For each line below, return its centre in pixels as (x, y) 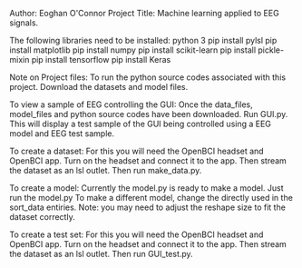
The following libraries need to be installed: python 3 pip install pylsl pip (143, 40)
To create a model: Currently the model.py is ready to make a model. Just (146, 188)
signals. (24, 23)
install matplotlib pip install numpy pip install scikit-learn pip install (133, 50)
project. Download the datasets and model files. (99, 87)
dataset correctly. (42, 217)
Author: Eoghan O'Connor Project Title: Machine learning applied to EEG (144, 13)
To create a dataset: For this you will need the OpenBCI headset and (137, 151)
